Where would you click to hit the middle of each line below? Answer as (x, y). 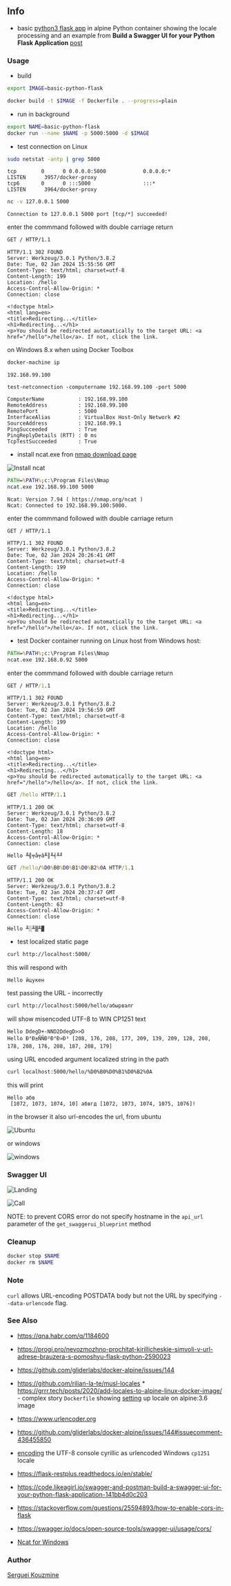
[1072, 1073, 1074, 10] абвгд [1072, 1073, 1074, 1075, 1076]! (103, 1104)
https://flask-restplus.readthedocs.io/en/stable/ (85, 1473)
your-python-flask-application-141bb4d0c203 (82, 1494)
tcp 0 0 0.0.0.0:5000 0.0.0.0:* (89, 172)
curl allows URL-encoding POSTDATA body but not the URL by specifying (112, 1295)
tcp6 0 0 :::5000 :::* (81, 184)
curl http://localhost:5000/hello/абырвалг (71, 1006)
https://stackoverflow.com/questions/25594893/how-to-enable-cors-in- (120, 1508)
